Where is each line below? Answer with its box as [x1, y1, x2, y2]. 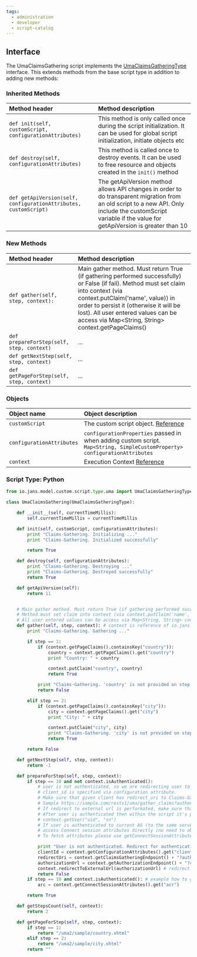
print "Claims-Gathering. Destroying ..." [27, 563, 133, 570]
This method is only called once [98, 115, 186, 123]
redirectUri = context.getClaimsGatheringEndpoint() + [37, 854, 175, 861]
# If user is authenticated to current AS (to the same [37, 822, 177, 828]
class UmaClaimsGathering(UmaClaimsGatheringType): [6, 499, 135, 505]
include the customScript [98, 207, 167, 215]
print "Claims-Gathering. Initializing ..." [27, 531, 138, 538]
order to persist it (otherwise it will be [78, 301, 181, 309]
